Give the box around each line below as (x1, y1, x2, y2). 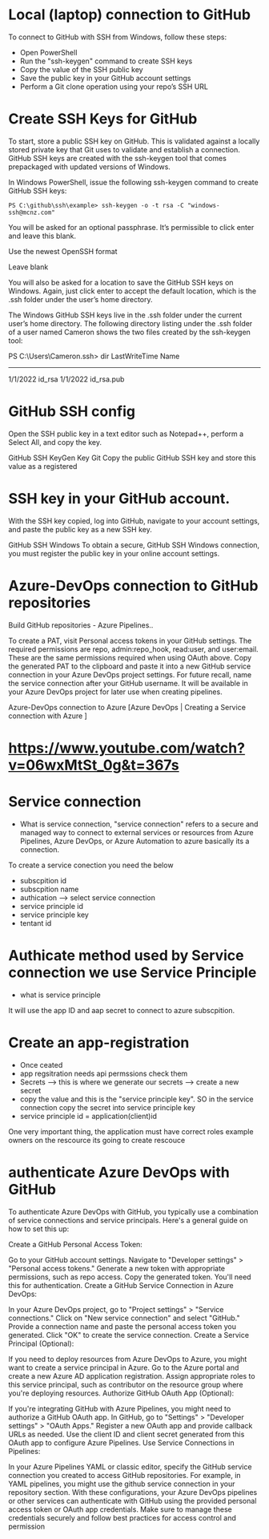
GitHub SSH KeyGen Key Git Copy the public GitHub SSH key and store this (8, 453, 256, 463)
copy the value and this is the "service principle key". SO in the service (19, 1094, 254, 1104)
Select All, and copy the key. (8, 437, 102, 446)
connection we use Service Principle (8, 963, 257, 981)
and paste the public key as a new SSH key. (8, 524, 152, 534)
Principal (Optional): (8, 1339, 74, 1348)
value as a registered (8, 461, 78, 471)
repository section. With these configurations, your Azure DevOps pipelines (8, 1487, 258, 1497)
